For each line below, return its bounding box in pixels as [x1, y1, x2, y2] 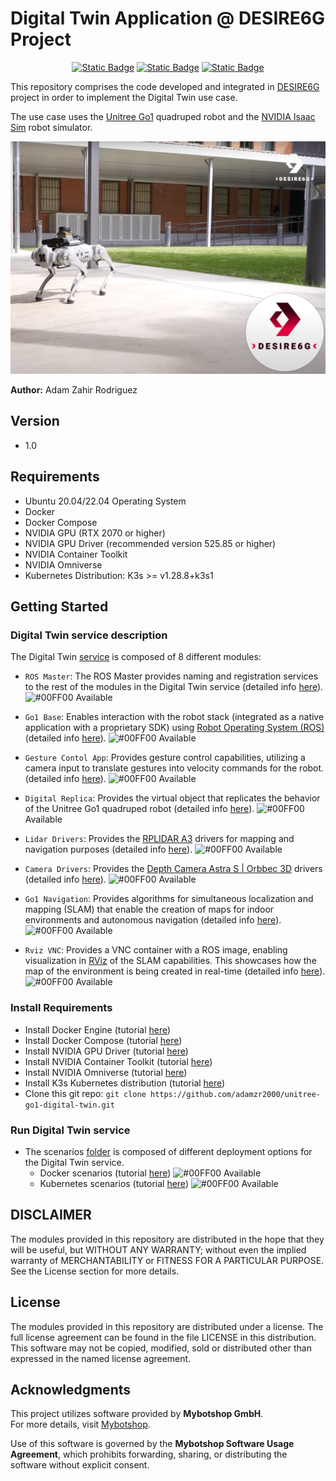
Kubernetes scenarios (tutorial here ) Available [39, 1177, 279, 1189]
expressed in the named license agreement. [10, 1352, 192, 1364]
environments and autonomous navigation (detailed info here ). [24, 914, 282, 926]
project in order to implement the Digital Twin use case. [10, 91, 238, 103]
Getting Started [10, 598, 109, 616]
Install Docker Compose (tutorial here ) [24, 1034, 183, 1046]
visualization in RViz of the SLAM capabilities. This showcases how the [24, 955, 317, 967]
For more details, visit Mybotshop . [10, 1418, 151, 1431]
